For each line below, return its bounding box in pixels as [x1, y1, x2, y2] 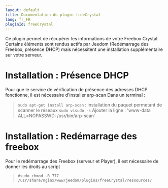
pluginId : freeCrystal [5, 21, 53, 27]
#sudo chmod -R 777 [17, 174, 59, 179]
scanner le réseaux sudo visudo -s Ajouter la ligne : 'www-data [17, 108, 151, 114]
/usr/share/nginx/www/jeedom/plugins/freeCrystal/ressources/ [17, 178, 152, 183]
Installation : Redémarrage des [5, 130, 137, 142]
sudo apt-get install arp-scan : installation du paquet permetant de [17, 102, 162, 108]
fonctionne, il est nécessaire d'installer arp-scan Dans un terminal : [5, 92, 146, 98]
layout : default [5, 7, 40, 13]
